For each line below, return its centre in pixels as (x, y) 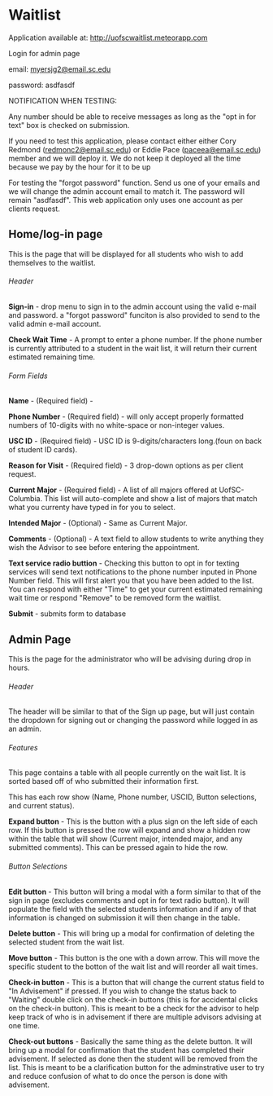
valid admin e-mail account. (55, 324)
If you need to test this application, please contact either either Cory (123, 141)
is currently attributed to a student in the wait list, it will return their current (133, 348)
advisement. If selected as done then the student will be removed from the (133, 1059)
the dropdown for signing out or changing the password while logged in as (133, 720)
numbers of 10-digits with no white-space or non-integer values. (117, 425)
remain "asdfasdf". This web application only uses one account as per (126, 200)
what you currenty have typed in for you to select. (92, 508)
